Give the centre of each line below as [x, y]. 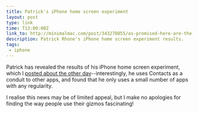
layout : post [22, 17]
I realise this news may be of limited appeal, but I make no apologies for [94, 97]
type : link [20, 22]
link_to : [17, 34]
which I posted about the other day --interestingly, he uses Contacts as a [94, 73]
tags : [13, 45]
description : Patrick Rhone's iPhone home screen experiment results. [95, 39]
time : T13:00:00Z [28, 28]
